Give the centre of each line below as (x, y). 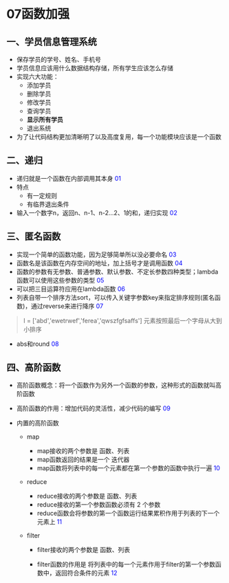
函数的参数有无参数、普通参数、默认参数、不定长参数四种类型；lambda (117, 272)
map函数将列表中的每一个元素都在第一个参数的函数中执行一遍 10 (129, 468)
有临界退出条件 (48, 204)
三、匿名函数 (34, 237)
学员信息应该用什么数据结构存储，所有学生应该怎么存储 (95, 68)
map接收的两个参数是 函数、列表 (83, 451)
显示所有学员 (45, 120)
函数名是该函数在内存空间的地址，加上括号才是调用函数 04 (99, 263)
